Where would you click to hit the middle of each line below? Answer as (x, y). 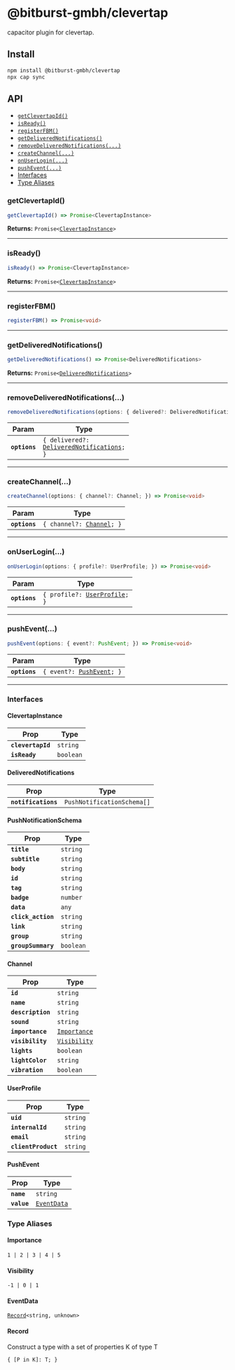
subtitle (25, 859)
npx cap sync (26, 77)
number (71, 898)
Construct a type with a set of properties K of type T (83, 1347)
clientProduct (34, 1146)
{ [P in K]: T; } (33, 1359)
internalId (29, 1127)
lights (22, 1051)
